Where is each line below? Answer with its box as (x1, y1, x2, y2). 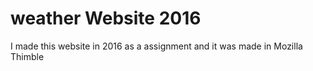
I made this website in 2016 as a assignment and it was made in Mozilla (10, 40, 303, 52)
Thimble (10, 50, 45, 62)
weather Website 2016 (10, 7, 202, 30)
